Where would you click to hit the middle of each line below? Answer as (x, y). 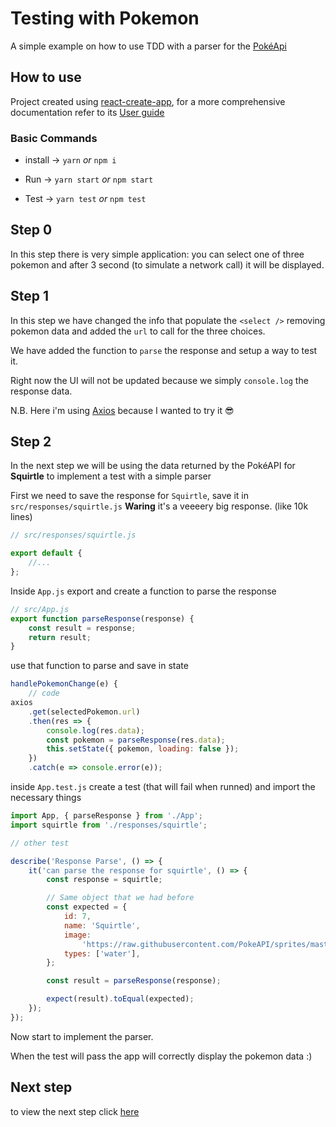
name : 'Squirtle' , (102, 925)
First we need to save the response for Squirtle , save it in (129, 496)
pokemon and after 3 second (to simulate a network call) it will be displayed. (167, 264)
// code (44, 693)
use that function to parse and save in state (99, 666)
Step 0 (31, 230)
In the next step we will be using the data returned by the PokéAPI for (153, 466)
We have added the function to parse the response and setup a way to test (164, 350)
